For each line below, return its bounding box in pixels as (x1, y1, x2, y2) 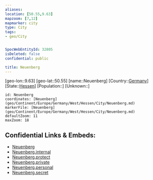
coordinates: (5, 97, 31, 102)
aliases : (5, 7, 23, 12)
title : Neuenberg (5, 65, 40, 70)
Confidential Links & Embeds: (5, 131, 96, 139)
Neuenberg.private (12, 159, 50, 165)
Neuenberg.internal (12, 149, 51, 155)
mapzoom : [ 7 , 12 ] (5, 16, 38, 21)
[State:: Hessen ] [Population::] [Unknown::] (5, 83, 90, 89)
